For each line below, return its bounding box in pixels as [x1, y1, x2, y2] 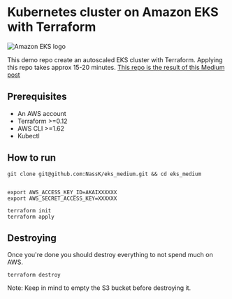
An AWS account [17, 109, 66, 117]
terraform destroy [7, 272, 61, 279]
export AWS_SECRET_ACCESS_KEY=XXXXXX [7, 195, 117, 202]
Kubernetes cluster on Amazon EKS [7, 4, 219, 20]
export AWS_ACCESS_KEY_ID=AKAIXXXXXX [7, 189, 117, 196]
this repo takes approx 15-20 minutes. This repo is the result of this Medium [7, 63, 225, 71]
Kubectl [17, 131, 40, 140]
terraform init [7, 207, 52, 214]
